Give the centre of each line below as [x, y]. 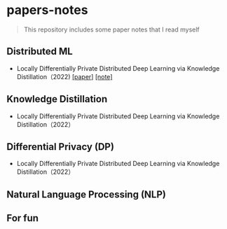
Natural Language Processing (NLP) [86, 194]
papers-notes [47, 10]
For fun [23, 218]
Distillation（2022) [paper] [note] [64, 76]
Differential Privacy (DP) [61, 147]
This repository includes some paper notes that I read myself [112, 29]
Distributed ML [40, 51]
